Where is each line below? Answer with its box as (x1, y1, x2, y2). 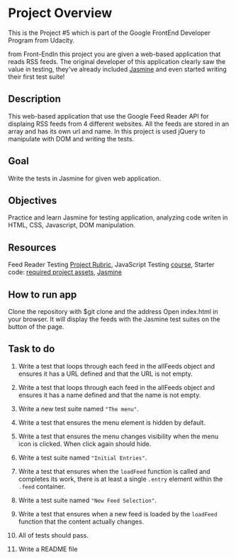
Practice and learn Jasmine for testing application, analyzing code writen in (8, 213, 228, 222)
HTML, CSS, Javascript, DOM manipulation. (8, 221, 135, 229)
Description (8, 93, 61, 105)
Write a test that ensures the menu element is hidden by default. (18, 418, 206, 427)
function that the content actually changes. (18, 517, 145, 526)
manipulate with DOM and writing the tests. (8, 134, 134, 143)
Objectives (8, 194, 57, 207)
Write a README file (18, 545, 78, 553)
